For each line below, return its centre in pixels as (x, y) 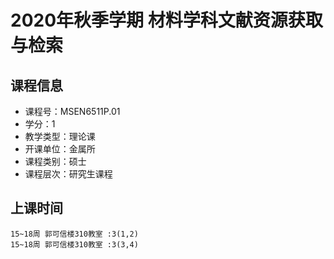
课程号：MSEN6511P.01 (72, 111)
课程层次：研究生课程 (68, 174)
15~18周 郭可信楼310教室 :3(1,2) (74, 234)
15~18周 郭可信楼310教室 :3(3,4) (74, 244)
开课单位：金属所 (60, 149)
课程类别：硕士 (55, 161)
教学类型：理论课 (60, 136)
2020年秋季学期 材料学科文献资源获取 (166, 20)
